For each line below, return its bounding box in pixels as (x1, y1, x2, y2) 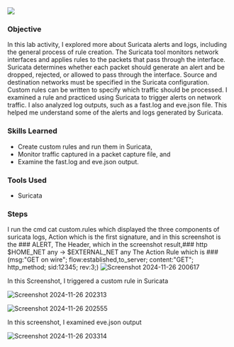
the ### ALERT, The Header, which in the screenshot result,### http (7, 240, 208, 249)
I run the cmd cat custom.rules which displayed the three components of (7, 225, 220, 234)
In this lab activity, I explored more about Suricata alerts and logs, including (7, 41, 227, 49)
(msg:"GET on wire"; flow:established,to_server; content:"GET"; (7, 255, 194, 264)
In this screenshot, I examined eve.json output (7, 318, 142, 326)
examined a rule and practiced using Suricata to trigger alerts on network (7, 93, 222, 102)
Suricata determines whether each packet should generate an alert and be (7, 63, 225, 72)
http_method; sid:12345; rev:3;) (7, 263, 99, 272)
